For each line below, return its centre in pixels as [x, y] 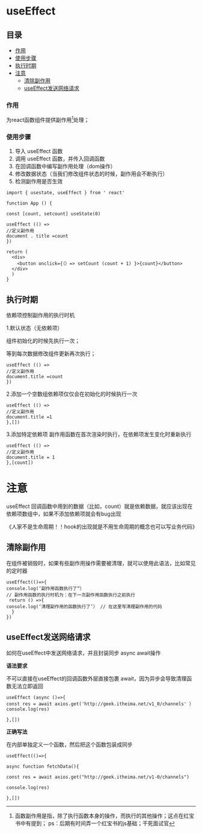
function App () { [29, 203]
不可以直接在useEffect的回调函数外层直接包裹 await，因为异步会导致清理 [96, 678]
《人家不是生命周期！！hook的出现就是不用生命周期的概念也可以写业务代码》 [102, 527]
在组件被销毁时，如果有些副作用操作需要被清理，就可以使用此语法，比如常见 [101, 563]
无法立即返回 [27, 686]
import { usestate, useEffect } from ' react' [66, 193]
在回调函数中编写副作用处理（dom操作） [65, 166]
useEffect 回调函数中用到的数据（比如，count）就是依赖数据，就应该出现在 [99, 506]
